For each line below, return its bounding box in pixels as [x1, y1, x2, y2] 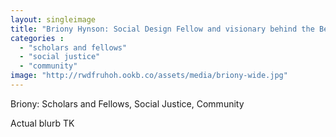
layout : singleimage [10, 14, 97, 25]
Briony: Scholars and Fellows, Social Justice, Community [10, 97, 245, 110]
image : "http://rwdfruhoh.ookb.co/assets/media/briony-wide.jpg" [10, 71, 288, 81]
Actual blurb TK [10, 117, 75, 129]
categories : [10, 33, 65, 43]
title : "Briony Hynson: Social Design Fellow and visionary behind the [10, 24, 315, 34]
